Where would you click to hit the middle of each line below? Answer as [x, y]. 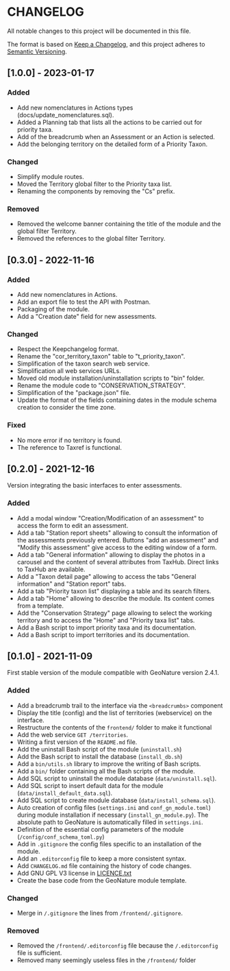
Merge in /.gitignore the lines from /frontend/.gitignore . [100, 913]
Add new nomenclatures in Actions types [75, 108]
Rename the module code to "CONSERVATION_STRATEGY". [101, 385]
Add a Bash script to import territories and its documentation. [103, 634]
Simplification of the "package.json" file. [74, 393]
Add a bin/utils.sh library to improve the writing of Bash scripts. [109, 764]
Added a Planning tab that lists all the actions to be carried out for [110, 122]
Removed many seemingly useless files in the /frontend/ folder [106, 960]
